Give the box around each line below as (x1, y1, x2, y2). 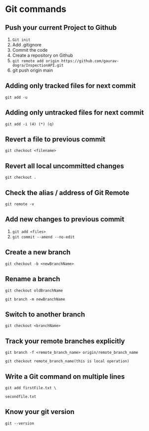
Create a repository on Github (12, 52, 73, 58)
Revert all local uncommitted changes (5, 162, 124, 170)
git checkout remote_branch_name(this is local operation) (5, 359, 130, 364)
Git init (12, 37, 31, 42)
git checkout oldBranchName (5, 288, 63, 293)
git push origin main (12, 67, 53, 73)
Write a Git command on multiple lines (5, 372, 125, 381)
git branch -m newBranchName (5, 297, 65, 302)
